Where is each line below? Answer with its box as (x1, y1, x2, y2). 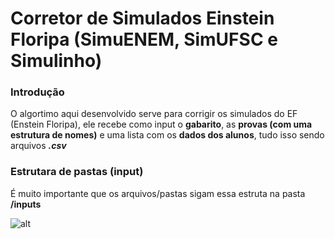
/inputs (10, 198, 42, 210)
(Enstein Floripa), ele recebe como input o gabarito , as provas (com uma (10, 118, 313, 131)
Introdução (10, 85, 65, 99)
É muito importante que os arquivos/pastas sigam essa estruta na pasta (10, 187, 306, 199)
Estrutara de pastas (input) (10, 165, 144, 179)
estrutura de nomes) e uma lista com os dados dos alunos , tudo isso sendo (10, 129, 325, 141)
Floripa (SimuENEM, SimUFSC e (10, 28, 278, 51)
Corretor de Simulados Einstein (10, 7, 275, 30)
